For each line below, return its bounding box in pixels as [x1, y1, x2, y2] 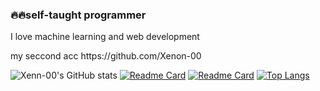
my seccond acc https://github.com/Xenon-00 [10, 50, 202, 62]
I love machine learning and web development [10, 31, 200, 43]
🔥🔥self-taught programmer [10, 8, 147, 22]
